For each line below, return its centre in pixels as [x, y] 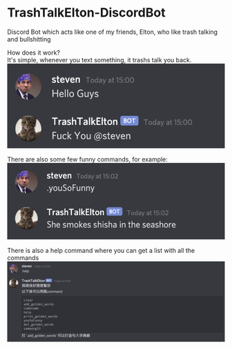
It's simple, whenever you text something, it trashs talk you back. [99, 59]
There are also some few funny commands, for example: [87, 159]
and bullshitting [29, 39]
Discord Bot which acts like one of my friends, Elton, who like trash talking [113, 32]
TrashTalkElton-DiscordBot [86, 13]
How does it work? [34, 53]
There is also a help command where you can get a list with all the [101, 251]
